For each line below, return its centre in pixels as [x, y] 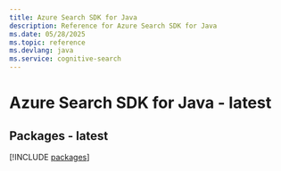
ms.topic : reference [48, 42]
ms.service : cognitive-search [66, 59]
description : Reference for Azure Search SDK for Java [113, 26]
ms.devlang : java [41, 51]
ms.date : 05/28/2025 [48, 34]
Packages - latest [59, 136]
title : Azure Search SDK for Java [74, 17]
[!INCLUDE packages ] [50, 157]
